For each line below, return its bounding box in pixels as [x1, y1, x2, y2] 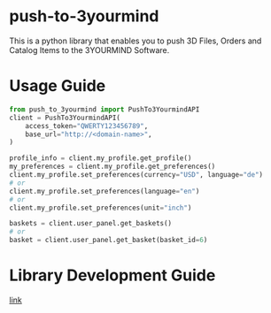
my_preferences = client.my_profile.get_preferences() [9, 162, 216, 172]
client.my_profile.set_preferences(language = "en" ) [9, 187, 200, 195]
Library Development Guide [9, 265, 216, 286]
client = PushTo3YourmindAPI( [9, 113, 121, 122]
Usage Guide [9, 76, 106, 96]
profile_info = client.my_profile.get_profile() [9, 154, 192, 163]
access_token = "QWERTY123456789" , [25, 121, 149, 130]
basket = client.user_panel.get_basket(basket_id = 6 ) [9, 236, 208, 245]
